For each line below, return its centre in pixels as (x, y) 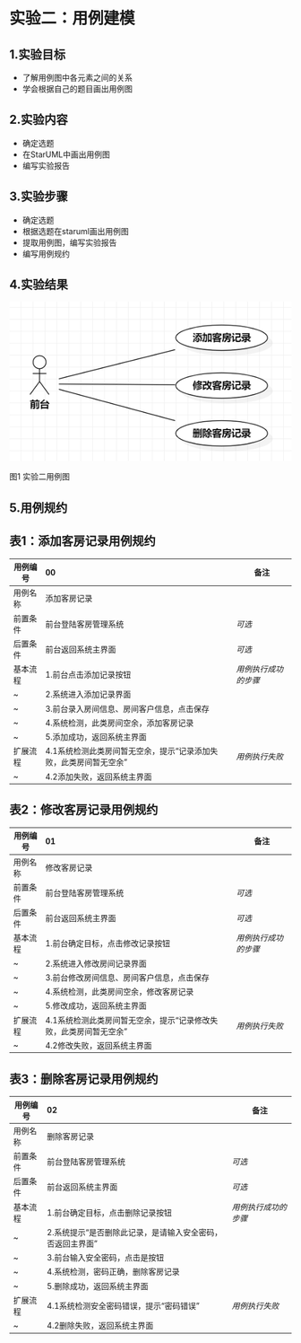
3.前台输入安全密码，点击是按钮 (105, 1258)
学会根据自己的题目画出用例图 (77, 89)
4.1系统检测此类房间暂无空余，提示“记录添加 (128, 751)
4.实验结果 (39, 285)
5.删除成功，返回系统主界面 (98, 1286)
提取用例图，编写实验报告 (69, 242)
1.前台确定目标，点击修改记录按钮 (108, 944)
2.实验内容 (39, 120)
